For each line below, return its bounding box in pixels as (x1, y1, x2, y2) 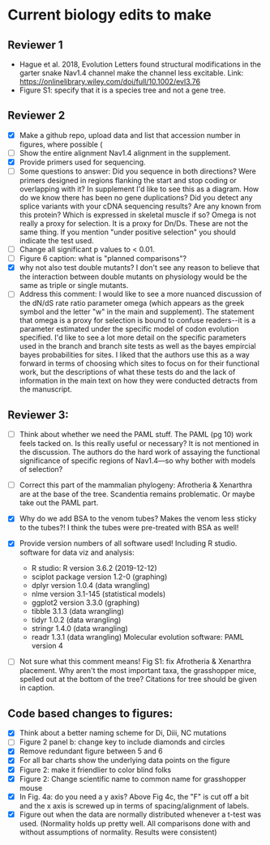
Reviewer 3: (7, 408, 70, 422)
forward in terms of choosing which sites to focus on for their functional (19, 358, 260, 368)
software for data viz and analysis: (19, 547, 135, 557)
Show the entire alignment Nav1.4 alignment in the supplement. (19, 148, 231, 157)
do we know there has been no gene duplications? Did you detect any (19, 193, 253, 203)
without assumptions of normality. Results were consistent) (19, 827, 217, 837)
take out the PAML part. (19, 498, 99, 508)
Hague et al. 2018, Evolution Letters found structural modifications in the (19, 59, 261, 69)
